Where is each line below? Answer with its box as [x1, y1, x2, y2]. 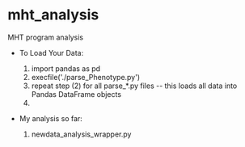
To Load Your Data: [19, 48, 84, 57]
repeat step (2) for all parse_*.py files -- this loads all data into [31, 81, 238, 90]
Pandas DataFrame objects [31, 89, 122, 99]
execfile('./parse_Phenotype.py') [31, 72, 141, 82]
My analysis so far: [19, 113, 82, 123]
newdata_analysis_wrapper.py [31, 129, 132, 139]
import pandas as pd [31, 63, 101, 73]
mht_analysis [7, 6, 99, 24]
